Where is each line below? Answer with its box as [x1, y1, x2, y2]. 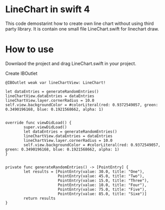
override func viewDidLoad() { [5, 120, 72, 125]
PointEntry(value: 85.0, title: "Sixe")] [58, 191, 147, 196]
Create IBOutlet [5, 70, 38, 76]
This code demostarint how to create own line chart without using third [5, 20, 154, 26]
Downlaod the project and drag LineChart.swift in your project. [5, 60, 136, 67]
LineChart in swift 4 [5, 4, 90, 15]
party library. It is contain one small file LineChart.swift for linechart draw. [5, 25, 159, 32]
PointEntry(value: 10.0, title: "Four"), [58, 182, 147, 188]
